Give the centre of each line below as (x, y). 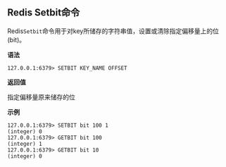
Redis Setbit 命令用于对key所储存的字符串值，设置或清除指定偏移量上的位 (113, 31)
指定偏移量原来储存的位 (41, 97)
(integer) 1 (25, 144)
